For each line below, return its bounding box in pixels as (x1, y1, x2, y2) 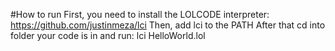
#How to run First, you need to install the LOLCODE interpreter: (10, 9, 270, 20)
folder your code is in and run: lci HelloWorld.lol (10, 30, 206, 41)
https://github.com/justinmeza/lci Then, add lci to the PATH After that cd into (10, 19, 326, 31)
